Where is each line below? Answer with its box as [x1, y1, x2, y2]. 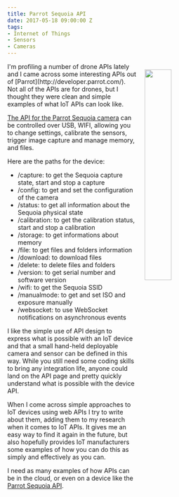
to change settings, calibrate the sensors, [7, 128, 128, 137]
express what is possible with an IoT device [7, 334, 133, 343]
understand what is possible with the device [7, 379, 135, 388]
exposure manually [17, 298, 73, 307]
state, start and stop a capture [17, 178, 105, 187]
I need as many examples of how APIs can [7, 467, 130, 474]
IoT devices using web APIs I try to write [7, 408, 124, 416]
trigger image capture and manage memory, [7, 136, 135, 145]
